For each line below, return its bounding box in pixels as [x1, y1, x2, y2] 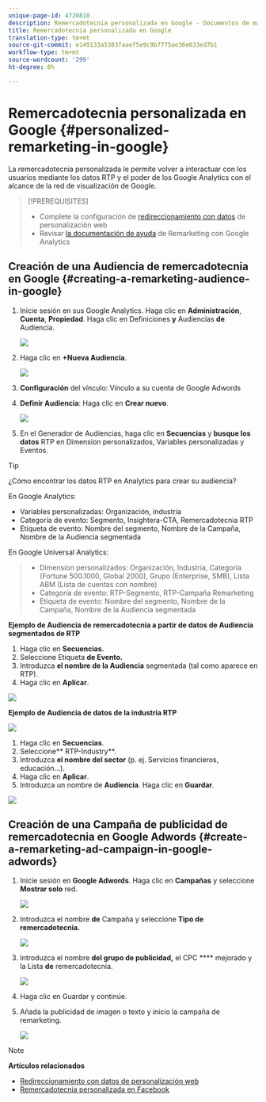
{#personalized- [59, 120, 170, 139]
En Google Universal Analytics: [8, 547, 109, 557]
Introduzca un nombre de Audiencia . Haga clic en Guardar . [19, 780, 215, 789]
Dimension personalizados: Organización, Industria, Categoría [39, 562, 242, 572]
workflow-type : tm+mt [8, 48, 80, 56]
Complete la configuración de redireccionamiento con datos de [39, 212, 246, 221]
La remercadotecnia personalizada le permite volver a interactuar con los [8, 164, 247, 173]
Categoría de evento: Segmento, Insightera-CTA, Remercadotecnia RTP [19, 515, 253, 524]
